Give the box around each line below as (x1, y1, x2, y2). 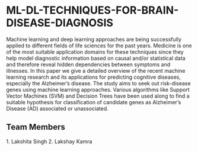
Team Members (6, 122, 65, 132)
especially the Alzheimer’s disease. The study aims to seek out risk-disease (6, 79, 191, 86)
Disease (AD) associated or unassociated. (6, 105, 108, 112)
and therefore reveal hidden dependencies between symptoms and (6, 60, 171, 68)
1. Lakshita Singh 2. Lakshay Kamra (6, 137, 92, 145)
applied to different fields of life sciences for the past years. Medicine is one (6, 42, 192, 49)
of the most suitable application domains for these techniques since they (6, 48, 184, 55)
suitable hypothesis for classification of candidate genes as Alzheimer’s (6, 98, 181, 105)
